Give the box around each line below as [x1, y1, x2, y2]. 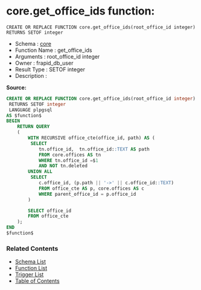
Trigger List [14, 271, 44, 279]
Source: [6, 83, 27, 91]
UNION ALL [28, 169, 53, 175]
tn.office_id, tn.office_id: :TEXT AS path [38, 146, 150, 152]
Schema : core [14, 40, 51, 47]
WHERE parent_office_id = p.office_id [38, 191, 136, 197]
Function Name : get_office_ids [14, 47, 92, 54]
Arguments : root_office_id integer [14, 53, 100, 60]
